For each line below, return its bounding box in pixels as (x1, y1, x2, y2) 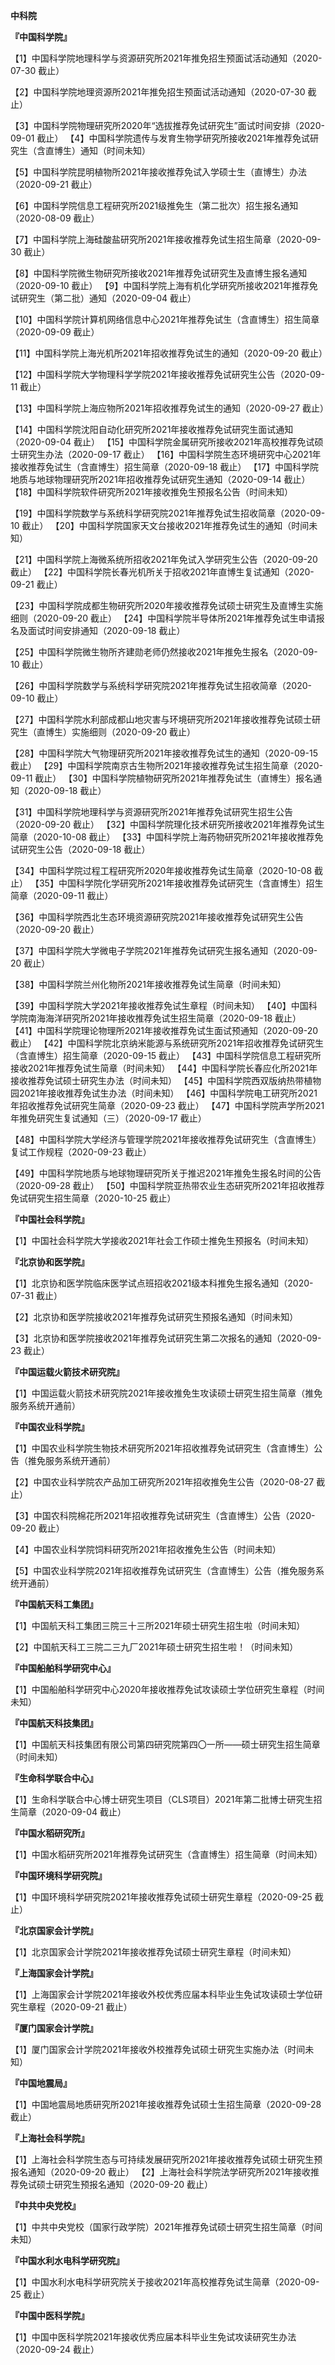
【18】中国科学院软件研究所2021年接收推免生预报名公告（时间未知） (10, 486, 293, 498)
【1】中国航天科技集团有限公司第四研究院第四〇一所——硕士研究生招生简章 (10, 1739, 321, 1750)
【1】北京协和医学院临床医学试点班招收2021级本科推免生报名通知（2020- (10, 1277, 314, 1289)
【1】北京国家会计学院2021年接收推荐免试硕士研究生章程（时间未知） (10, 1946, 297, 1958)
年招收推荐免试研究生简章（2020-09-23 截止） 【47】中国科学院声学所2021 (10, 1100, 325, 1111)
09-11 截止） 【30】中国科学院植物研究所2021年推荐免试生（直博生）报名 (10, 772, 314, 784)
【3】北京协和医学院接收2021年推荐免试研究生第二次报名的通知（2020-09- (10, 1332, 322, 1344)
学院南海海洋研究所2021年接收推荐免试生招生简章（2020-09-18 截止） (10, 1012, 302, 1024)
